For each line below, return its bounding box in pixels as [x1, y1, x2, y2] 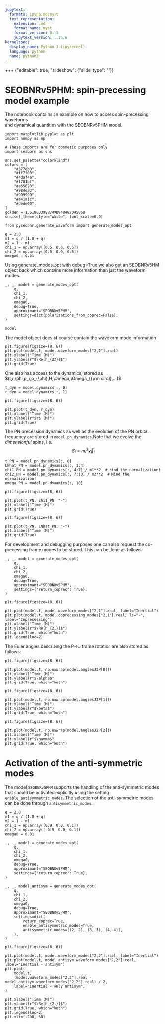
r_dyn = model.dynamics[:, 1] [5, 390, 68, 395]
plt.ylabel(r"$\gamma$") [5, 736, 56, 741]
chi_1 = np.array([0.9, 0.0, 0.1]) [5, 823, 79, 828]
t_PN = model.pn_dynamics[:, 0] [5, 458, 72, 464]
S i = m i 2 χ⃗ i [71, 447, 95, 455]
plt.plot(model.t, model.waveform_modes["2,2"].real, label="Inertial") [5, 953, 159, 958]
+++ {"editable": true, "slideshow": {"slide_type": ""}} [5, 67, 114, 73]
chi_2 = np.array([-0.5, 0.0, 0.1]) [5, 827, 81, 832]
